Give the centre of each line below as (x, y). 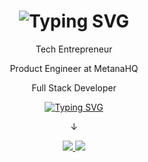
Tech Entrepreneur (74, 49)
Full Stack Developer (74, 87)
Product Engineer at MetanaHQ (74, 68)
